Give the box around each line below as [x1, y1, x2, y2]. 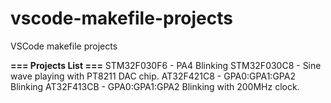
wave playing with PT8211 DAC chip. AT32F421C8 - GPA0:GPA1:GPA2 [10, 70, 296, 82]
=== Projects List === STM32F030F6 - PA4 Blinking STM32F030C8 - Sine [10, 59, 322, 71]
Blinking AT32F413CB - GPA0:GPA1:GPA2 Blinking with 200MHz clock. [10, 80, 300, 92]
